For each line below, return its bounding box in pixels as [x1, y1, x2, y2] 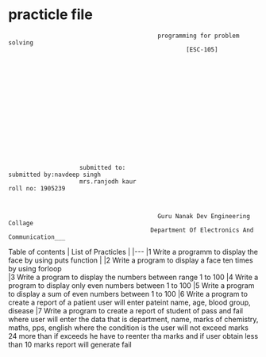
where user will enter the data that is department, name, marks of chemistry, [8, 314, 259, 324]
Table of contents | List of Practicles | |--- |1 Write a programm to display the [8, 247, 259, 256]
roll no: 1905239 [8, 184, 66, 192]
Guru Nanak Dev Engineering [157, 212, 250, 220]
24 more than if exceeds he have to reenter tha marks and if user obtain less [8, 331, 259, 340]
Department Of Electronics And [150, 226, 254, 234]
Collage [8, 219, 34, 227]
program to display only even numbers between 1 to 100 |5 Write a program [8, 280, 255, 290]
